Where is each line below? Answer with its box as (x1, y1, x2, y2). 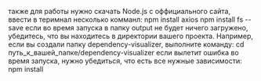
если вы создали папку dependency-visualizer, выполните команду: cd (8, 40, 245, 49)
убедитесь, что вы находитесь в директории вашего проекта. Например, (8, 31, 253, 40)
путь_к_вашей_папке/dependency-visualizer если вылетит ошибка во (8, 48, 239, 57)
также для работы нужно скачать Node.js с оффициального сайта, (8, 7, 231, 16)
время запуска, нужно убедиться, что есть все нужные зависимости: (8, 56, 242, 65)
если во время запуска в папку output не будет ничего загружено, (24, 23, 248, 32)
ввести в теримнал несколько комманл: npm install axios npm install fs (8, 15, 244, 24)
